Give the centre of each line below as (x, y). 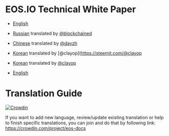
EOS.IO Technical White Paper (71, 9)
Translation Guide (44, 93)
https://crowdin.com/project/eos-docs (45, 128)
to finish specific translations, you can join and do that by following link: (80, 123)
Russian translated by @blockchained (52, 33)
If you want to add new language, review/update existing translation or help (85, 117)
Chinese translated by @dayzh (45, 43)
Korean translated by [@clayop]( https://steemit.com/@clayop (77, 53)
